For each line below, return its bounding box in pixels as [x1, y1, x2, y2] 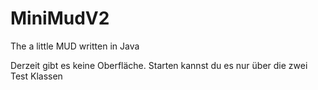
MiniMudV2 [10, 7, 110, 30]
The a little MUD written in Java [10, 40, 140, 52]
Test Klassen [10, 70, 63, 82]
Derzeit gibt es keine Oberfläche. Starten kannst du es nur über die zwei [10, 59, 308, 71]
